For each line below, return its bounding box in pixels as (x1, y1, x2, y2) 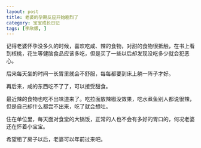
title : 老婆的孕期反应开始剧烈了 (6, 14, 79, 20)
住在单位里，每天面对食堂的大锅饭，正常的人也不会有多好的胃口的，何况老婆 (6, 116, 195, 123)
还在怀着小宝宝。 (6, 123, 48, 130)
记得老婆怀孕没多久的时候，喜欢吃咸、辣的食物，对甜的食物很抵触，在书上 (6, 42, 190, 50)
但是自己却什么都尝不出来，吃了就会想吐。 (6, 103, 111, 110)
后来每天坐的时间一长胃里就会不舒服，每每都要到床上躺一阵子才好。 (6, 70, 174, 78)
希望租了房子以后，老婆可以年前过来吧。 (6, 135, 106, 143)
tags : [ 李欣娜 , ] (6, 25, 47, 32)
